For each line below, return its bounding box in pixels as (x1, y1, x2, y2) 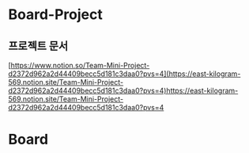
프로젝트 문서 (8, 39, 69, 52)
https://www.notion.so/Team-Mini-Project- (10, 61, 150, 70)
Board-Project (8, 6, 103, 24)
